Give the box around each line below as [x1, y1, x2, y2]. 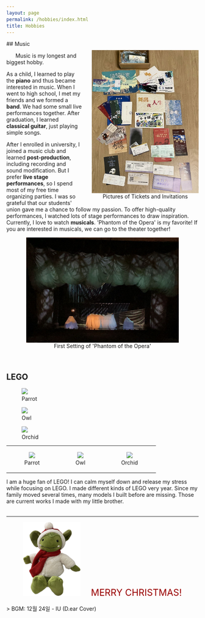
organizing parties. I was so [6, 193, 76, 200]
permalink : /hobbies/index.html [6, 16, 88, 23]
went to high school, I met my [6, 90, 81, 97]
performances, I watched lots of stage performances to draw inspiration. [6, 212, 189, 220]
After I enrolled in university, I [6, 141, 81, 148]
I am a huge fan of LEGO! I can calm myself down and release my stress [6, 478, 187, 485]
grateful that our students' [6, 199, 72, 207]
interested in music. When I [6, 83, 75, 91]
